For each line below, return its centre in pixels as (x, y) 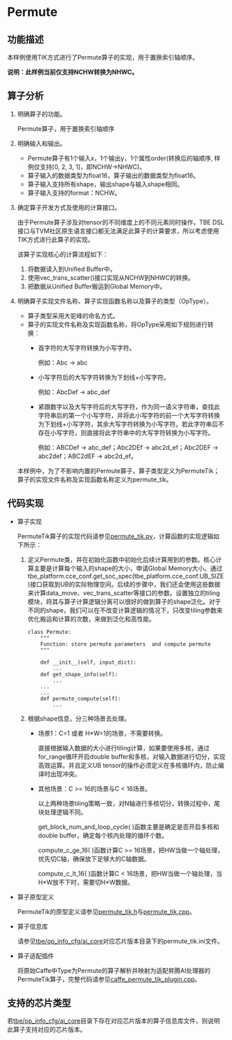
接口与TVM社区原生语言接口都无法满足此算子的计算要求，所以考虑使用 (118, 231)
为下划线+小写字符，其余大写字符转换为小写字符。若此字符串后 (128, 424)
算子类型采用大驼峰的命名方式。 (73, 315)
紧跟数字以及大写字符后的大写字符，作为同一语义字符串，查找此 (129, 407)
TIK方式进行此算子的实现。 (55, 239)
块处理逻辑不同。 (62, 812)
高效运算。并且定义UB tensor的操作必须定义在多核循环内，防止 (128, 765)
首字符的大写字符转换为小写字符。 (87, 348)
